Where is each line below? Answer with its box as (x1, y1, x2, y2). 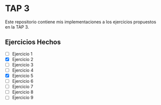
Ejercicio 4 (12, 67, 34, 73)
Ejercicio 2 (12, 56, 34, 62)
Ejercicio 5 (12, 73, 34, 78)
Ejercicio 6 (12, 78, 34, 84)
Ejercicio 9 (12, 95, 34, 101)
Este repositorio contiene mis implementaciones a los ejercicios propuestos (5, 19, 157, 25)
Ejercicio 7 (12, 84, 33, 90)
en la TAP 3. (5, 24, 29, 30)
